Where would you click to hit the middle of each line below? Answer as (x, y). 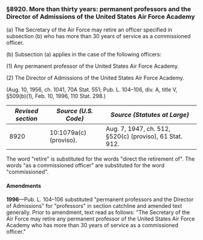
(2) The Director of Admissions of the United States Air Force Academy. (95, 78)
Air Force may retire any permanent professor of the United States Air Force (101, 218)
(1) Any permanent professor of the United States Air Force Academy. (93, 66)
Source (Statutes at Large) (150, 115)
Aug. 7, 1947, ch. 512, (138, 129)
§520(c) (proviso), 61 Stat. (144, 136)
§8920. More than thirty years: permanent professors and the (99, 9)
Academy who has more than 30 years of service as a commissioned (92, 225)
